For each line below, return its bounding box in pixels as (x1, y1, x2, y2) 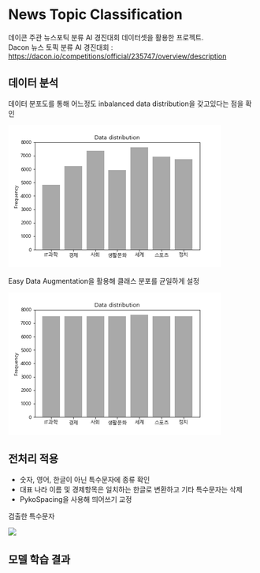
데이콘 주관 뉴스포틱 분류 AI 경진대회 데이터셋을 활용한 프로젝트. (8, 32, 204, 42)
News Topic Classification (8, 6, 183, 24)
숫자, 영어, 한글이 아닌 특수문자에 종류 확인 (19, 474, 150, 484)
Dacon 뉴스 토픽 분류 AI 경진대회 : (8, 42, 113, 52)
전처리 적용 (8, 452, 59, 466)
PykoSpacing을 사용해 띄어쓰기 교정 (19, 494, 132, 503)
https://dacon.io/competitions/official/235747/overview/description (8, 51, 227, 61)
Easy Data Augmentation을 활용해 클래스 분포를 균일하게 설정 (8, 276, 200, 285)
